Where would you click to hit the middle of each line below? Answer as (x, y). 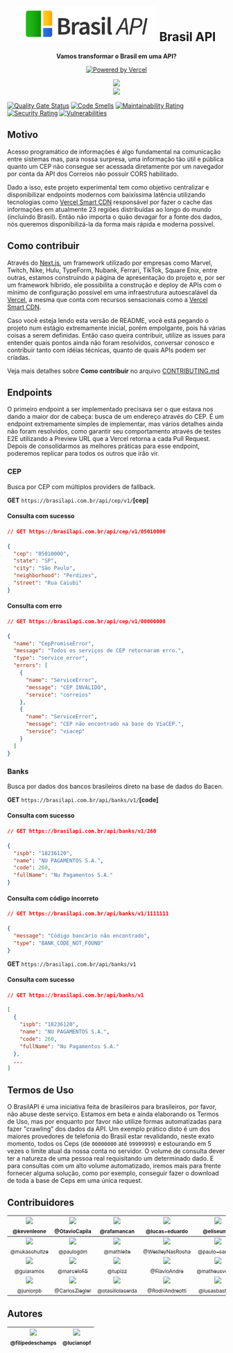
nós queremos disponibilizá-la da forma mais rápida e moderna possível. (111, 224)
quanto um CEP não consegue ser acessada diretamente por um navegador (115, 166)
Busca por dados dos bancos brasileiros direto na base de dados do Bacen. (115, 786)
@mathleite (117, 1252)
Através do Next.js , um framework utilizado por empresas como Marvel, (110, 263)
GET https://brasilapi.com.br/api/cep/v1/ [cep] (78, 500)
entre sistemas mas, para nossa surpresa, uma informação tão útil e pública (115, 159)
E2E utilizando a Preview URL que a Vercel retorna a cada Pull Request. (109, 439)
